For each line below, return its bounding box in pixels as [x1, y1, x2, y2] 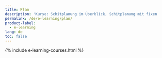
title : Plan [5, 7, 29, 12]
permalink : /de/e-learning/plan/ [5, 16, 73, 21]
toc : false [5, 34, 27, 39]
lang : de [5, 29, 23, 34]
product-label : [5, 20, 36, 26]
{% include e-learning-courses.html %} [5, 47, 84, 53]
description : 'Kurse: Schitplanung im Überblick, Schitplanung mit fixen [5, 12, 158, 16]
